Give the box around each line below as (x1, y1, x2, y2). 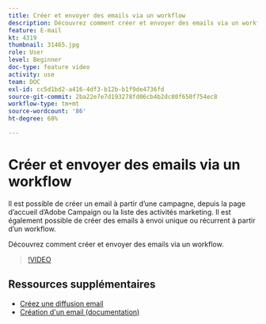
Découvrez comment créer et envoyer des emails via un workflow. (8, 239, 224, 249)
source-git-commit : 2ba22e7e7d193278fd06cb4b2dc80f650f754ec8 (8, 93, 218, 101)
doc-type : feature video (8, 63, 90, 71)
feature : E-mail (8, 26, 62, 34)
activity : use (8, 71, 55, 78)
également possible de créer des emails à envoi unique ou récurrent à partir (8, 215, 256, 225)
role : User (8, 48, 44, 56)
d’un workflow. (8, 223, 57, 234)
